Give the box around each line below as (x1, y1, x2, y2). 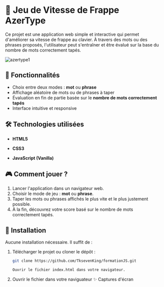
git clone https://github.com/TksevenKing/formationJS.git (12, 258, 137, 264)
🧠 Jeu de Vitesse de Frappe (5, 4, 120, 16)
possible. (12, 201, 31, 207)
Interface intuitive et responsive (12, 105, 77, 111)
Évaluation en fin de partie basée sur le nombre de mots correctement (12, 95, 157, 100)
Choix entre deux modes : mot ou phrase (12, 84, 97, 90)
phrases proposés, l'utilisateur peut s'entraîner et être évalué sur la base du (5, 42, 159, 48)
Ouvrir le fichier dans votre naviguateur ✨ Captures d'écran (12, 276, 134, 282)
